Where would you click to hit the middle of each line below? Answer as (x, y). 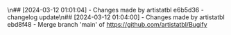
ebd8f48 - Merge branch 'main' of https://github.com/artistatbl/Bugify (107, 24)
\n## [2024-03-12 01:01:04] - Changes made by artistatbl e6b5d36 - (106, 10)
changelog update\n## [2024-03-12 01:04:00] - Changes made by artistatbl (116, 17)
